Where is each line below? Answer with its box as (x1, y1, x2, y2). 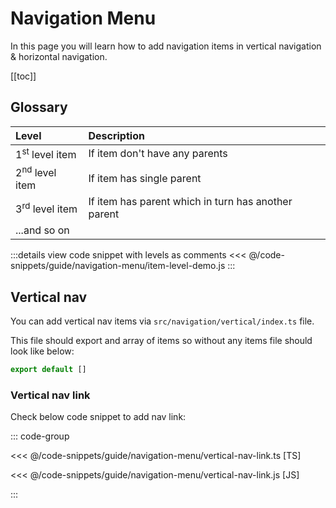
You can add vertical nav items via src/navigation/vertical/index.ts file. (10, 315, 315, 327)
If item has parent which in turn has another (88, 195, 293, 209)
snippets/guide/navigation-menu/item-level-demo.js (10, 260, 226, 272)
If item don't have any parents (88, 147, 228, 161)
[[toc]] (10, 70, 37, 82)
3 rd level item (15, 200, 78, 216)
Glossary (10, 99, 68, 116)
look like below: (10, 345, 75, 357)
